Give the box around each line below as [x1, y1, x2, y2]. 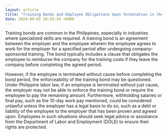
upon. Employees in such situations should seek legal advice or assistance [5, 114, 158, 120]
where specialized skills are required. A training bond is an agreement [5, 35, 148, 41]
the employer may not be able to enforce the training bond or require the [5, 87, 154, 93]
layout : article [5, 7, 39, 12]
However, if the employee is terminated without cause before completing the [5, 71, 162, 77]
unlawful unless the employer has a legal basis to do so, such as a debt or [5, 103, 157, 109]
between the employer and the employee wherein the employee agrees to [5, 41, 157, 47]
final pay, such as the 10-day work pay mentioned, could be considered [5, 98, 152, 104]
